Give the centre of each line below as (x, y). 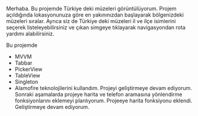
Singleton (26, 82)
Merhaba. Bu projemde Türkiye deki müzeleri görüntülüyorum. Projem (91, 9)
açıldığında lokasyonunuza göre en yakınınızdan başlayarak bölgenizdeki (95, 15)
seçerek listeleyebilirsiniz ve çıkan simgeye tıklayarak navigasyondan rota (96, 27)
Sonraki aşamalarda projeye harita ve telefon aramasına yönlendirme (98, 94)
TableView (27, 75)
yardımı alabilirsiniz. (30, 34)
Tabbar (23, 63)
